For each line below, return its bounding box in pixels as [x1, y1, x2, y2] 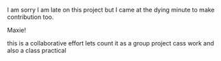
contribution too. [7, 13, 54, 21]
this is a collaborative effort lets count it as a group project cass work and [7, 39, 214, 47]
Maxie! [7, 26, 26, 34]
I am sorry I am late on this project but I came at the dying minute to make [7, 6, 215, 14]
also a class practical [7, 47, 66, 54]
